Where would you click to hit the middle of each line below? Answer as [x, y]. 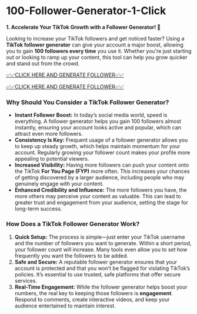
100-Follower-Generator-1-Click [86, 11]
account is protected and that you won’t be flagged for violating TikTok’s [102, 268]
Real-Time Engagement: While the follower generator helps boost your [101, 287]
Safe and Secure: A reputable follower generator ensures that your [96, 262]
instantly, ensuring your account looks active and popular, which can [98, 128]
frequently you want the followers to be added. [71, 255]
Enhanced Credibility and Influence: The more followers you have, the [101, 190]
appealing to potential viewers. [52, 159]
